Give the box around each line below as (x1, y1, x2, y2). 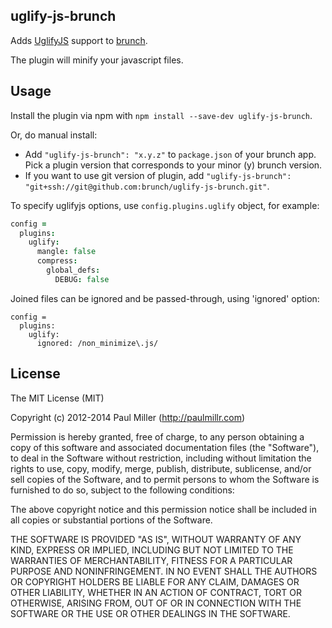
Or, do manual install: (10, 129, 98, 141)
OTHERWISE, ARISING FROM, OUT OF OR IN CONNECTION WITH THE (10, 597, 302, 609)
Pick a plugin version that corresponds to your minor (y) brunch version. (24, 159, 323, 171)
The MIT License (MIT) (10, 392, 105, 404)
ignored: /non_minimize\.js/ (36, 338, 159, 348)
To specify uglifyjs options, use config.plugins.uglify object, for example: (10, 199, 320, 211)
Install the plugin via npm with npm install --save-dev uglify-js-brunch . (10, 109, 313, 121)
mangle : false (36, 247, 97, 257)
